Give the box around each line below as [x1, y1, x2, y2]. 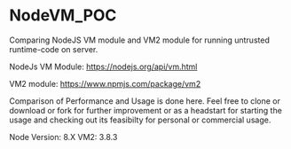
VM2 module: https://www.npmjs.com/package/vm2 [9, 78, 201, 89]
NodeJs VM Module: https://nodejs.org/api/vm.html [9, 61, 198, 72]
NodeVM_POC [9, 5, 117, 26]
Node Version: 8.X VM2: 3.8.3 [9, 131, 118, 142]
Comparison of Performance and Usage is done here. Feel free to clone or [9, 95, 281, 106]
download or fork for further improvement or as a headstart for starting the [9, 105, 282, 115]
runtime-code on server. [9, 43, 98, 54]
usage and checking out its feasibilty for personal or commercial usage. [9, 114, 271, 125]
